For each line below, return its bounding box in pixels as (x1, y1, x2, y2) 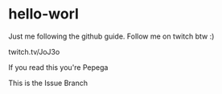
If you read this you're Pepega (8, 62, 109, 72)
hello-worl (8, 5, 79, 23)
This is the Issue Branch (8, 78, 88, 88)
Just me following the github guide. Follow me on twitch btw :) (8, 31, 215, 41)
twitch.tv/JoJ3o (8, 47, 60, 56)
